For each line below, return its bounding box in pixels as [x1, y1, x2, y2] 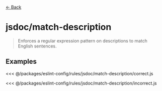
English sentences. [17, 43, 57, 49]
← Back [5, 4, 21, 10]
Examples [5, 57, 37, 66]
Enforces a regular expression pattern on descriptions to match [17, 38, 148, 44]
